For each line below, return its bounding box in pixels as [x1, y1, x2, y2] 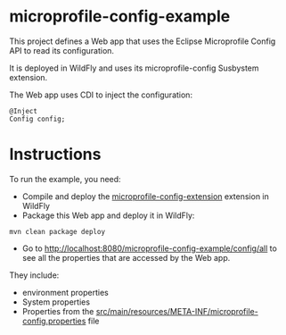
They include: [9, 270, 60, 281]
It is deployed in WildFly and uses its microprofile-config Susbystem [9, 63, 260, 73]
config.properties [21, 315, 86, 326]
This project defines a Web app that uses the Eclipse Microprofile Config [9, 36, 276, 46]
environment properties [21, 287, 109, 297]
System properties [21, 297, 91, 307]
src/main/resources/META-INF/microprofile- [95, 306, 258, 316]
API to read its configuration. [9, 45, 114, 55]
